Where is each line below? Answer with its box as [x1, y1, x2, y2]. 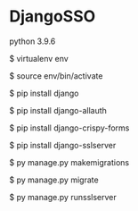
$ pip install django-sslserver [9, 139, 117, 150]
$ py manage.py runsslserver [9, 191, 118, 202]
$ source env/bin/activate [9, 70, 103, 81]
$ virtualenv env [9, 53, 69, 63]
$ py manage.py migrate [9, 174, 100, 185]
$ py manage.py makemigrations [9, 156, 130, 167]
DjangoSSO [9, 6, 96, 27]
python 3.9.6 [9, 36, 56, 46]
